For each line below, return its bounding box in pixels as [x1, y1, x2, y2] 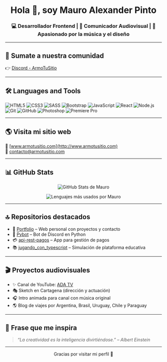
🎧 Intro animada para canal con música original [12, 295, 111, 301]
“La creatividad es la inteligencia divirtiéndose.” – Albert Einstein [17, 337, 151, 343]
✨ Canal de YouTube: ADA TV [12, 282, 74, 288]
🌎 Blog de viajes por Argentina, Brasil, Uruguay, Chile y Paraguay [12, 303, 147, 309]
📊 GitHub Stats [5, 168, 54, 177]
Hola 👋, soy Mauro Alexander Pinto [10, 4, 157, 16]
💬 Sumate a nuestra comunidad [5, 51, 104, 60]
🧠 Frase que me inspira [5, 324, 77, 332]
